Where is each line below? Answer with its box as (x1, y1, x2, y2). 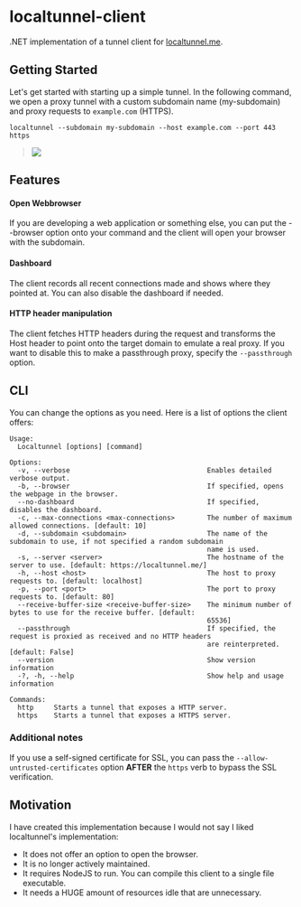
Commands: (9, 695, 47, 704)
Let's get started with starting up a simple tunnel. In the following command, (9, 86, 292, 97)
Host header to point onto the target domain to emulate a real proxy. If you (9, 337, 286, 349)
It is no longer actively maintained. (22, 858, 150, 869)
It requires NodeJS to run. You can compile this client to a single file (22, 867, 275, 878)
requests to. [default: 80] (9, 592, 115, 602)
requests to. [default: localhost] (9, 576, 143, 585)
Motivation (9, 798, 72, 813)
